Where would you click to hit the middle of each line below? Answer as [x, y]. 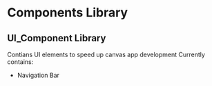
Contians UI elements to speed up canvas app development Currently [106, 54]
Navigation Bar [38, 75]
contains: [20, 62]
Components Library [68, 13]
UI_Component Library [57, 38]
